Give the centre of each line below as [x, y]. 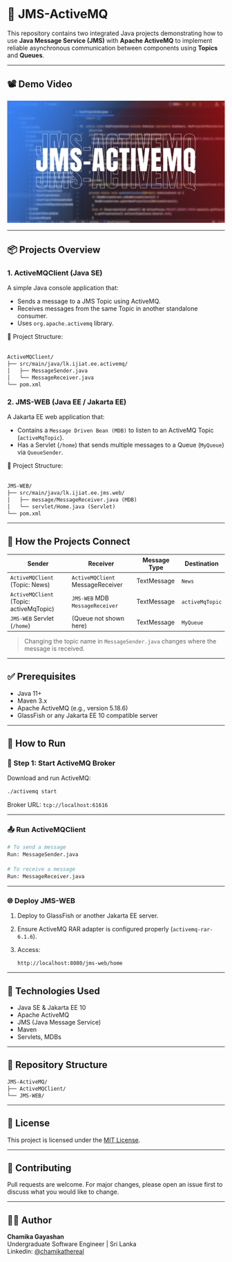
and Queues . [26, 55]
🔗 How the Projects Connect [69, 541]
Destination [202, 564]
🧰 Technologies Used [54, 991]
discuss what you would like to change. [63, 1192]
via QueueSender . [40, 452]
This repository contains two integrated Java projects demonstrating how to [115, 33]
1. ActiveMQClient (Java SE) [55, 273]
